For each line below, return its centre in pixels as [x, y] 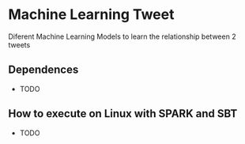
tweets [19, 44]
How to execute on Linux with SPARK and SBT [123, 114]
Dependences [43, 70]
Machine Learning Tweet [91, 15]
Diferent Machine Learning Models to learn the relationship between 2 [122, 36]
